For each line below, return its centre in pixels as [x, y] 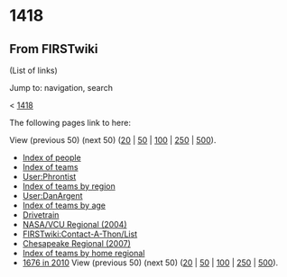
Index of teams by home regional [83, 253]
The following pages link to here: [70, 123]
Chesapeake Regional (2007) [76, 243]
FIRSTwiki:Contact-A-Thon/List [80, 234]
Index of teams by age [64, 205]
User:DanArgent [52, 196]
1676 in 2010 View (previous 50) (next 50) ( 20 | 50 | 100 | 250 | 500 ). [150, 263]
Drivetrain [41, 215]
